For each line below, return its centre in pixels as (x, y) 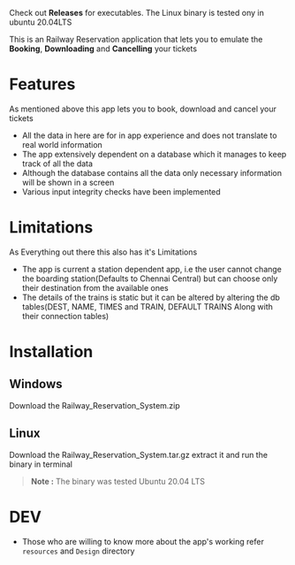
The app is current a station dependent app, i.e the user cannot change (152, 269)
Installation (51, 352)
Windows (36, 384)
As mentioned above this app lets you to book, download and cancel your (143, 109)
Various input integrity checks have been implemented (121, 191)
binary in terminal (41, 464)
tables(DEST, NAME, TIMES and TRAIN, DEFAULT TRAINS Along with (147, 306)
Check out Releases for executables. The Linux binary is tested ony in (137, 13)
